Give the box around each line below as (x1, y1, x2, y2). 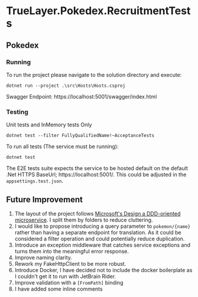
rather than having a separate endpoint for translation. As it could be (14, 229, 181, 236)
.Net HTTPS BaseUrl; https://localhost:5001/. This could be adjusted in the (6, 171, 187, 178)
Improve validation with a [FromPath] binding (14, 279, 124, 286)
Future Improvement (6, 194, 83, 204)
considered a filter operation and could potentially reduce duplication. (14, 235, 185, 242)
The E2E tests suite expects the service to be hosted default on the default (6, 165, 188, 172)
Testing (6, 107, 28, 116)
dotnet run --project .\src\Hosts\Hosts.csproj (6, 83, 126, 89)
